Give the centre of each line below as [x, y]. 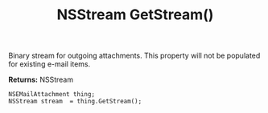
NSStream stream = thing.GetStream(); [75, 102]
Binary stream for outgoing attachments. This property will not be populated [134, 56]
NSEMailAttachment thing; [52, 95]
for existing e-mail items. [49, 64]
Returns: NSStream [41, 80]
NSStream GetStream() [135, 15]
